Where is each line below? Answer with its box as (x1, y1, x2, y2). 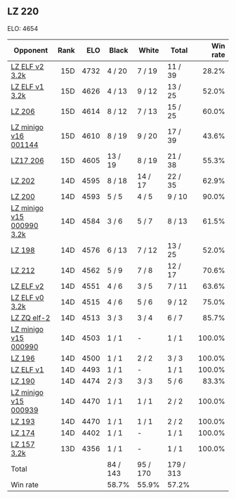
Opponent (13, 45, 48, 55)
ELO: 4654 (7, 24, 39, 32)
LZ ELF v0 (11, 292, 44, 302)
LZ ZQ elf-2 (11, 313, 51, 323)
